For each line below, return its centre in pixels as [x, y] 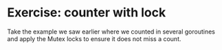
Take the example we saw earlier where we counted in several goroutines [111, 32]
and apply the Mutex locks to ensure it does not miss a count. [94, 38]
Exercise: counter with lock [87, 13]
